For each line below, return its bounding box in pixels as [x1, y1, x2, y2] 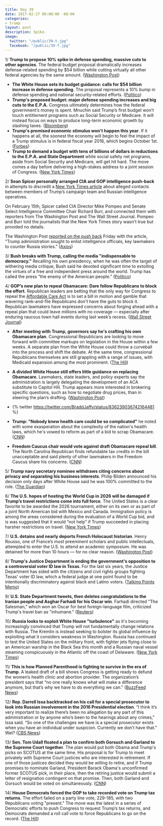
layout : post [5, 25, 32, 30]
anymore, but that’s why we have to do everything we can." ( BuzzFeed [5, 684, 146, 690]
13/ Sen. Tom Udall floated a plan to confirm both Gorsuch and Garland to [5, 739, 155, 745]
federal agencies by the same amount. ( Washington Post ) [5, 72, 120, 78]
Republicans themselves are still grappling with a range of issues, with [12, 354, 153, 360]
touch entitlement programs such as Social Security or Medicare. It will [12, 112, 154, 118]
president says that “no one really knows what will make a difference [5, 679, 143, 685]
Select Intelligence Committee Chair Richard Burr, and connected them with [5, 208, 156, 214]
